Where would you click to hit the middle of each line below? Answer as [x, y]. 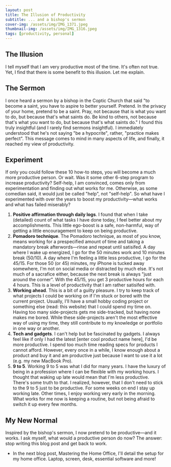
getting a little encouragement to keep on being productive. [75, 231]
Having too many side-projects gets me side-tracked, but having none [87, 312]
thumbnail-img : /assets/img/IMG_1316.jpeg [51, 29]
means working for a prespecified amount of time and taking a [78, 242]
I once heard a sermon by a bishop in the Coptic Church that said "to [78, 101]
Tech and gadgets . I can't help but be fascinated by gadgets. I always [86, 334]
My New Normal [31, 420]
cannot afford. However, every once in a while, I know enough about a [86, 350]
